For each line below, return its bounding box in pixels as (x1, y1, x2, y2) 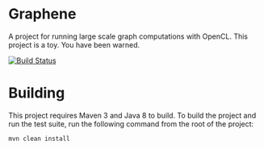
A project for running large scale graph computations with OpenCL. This (8, 31, 249, 41)
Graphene (8, 5, 77, 23)
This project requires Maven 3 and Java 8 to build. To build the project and (8, 110, 257, 120)
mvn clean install (8, 135, 70, 143)
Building (8, 84, 65, 102)
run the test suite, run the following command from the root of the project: (8, 118, 254, 129)
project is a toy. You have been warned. (8, 39, 140, 49)
